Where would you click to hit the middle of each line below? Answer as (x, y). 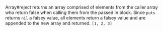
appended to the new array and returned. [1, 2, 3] (59, 23)
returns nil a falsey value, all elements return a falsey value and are (75, 18)
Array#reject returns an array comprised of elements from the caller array (82, 7)
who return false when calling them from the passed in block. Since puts (80, 12)
